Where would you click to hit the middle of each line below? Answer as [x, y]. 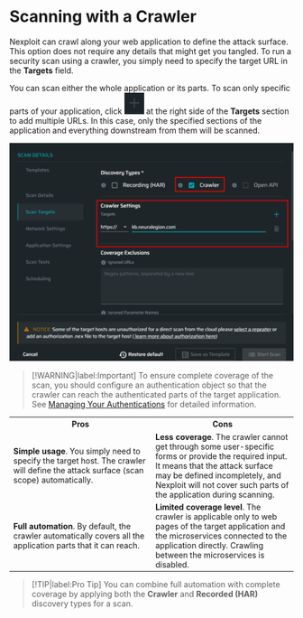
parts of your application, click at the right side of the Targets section [149, 111]
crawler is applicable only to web [216, 516]
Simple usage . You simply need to [77, 451]
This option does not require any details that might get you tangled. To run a [150, 51]
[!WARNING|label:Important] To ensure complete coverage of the [152, 375]
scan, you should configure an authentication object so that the [149, 385]
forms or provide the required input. [221, 456]
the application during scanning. [215, 494]
